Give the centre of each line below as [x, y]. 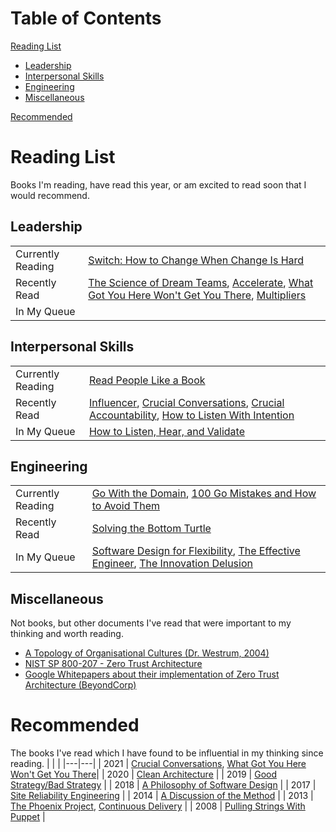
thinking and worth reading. [67, 634]
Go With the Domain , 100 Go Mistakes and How [204, 494]
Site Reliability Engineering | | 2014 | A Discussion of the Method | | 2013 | [162, 796]
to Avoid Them [125, 506]
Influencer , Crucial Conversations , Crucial [186, 402]
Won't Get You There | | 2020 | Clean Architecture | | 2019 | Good [144, 774]
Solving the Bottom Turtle [151, 529]
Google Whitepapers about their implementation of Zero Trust [152, 674]
